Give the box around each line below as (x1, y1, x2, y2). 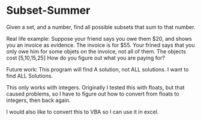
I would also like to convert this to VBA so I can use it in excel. (6, 108, 159, 115)
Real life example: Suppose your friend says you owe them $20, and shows (6, 35, 192, 42)
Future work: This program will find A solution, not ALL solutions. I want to (6, 65, 189, 73)
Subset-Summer (6, 4, 91, 17)
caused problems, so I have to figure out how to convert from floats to (6, 90, 179, 97)
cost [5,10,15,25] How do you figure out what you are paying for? (6, 54, 165, 61)
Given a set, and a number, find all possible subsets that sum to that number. (6, 23, 196, 31)
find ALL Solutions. (6, 72, 53, 79)
